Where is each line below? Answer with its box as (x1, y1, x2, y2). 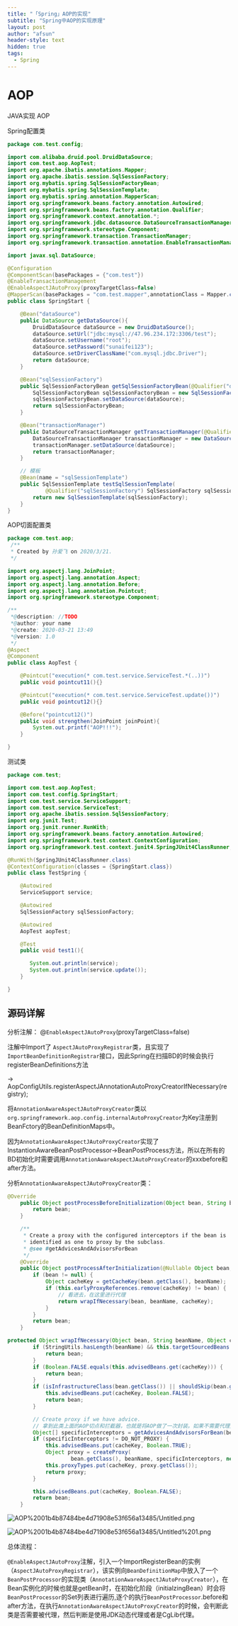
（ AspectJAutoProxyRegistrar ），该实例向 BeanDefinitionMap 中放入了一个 (7, 1566, 218, 1575)
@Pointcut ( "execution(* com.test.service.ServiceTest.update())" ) (20, 691, 220, 698)
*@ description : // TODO (10, 613, 78, 620)
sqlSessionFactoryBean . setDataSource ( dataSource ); (33, 396, 186, 403)
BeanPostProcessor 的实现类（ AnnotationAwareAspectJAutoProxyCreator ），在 (7, 1575, 229, 1583)
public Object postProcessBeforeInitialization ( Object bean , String (20, 1199, 227, 1206)
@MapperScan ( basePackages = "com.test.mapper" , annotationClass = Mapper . (7, 291, 230, 299)
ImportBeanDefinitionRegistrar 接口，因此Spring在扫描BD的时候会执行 (7, 1051, 215, 1060)
